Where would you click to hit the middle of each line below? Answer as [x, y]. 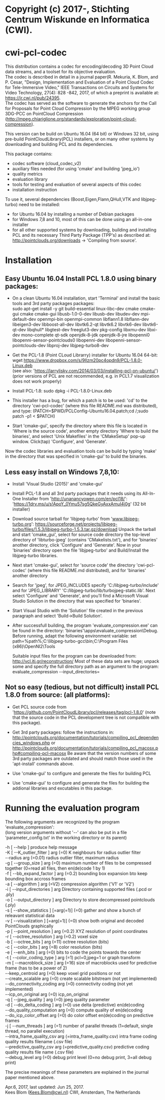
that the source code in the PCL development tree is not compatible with [86, 717]
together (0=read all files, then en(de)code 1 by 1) [55, 868]
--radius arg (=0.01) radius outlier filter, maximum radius [62, 858]
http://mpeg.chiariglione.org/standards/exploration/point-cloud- [72, 119]
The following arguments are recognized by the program [62, 822]
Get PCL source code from [39, 707]
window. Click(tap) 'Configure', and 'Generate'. [60, 441]
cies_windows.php [31, 743]
